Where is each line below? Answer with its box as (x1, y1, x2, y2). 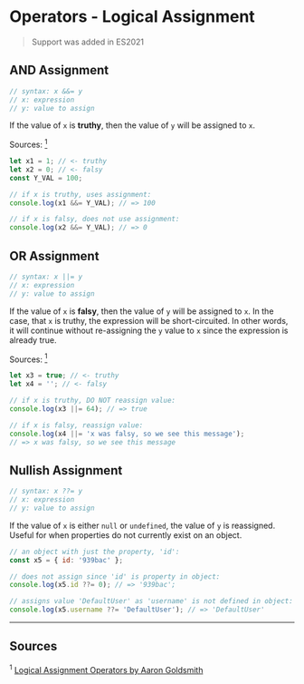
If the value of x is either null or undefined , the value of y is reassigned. (9, 520, 276, 531)
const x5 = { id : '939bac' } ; (9, 555, 124, 564)
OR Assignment (9, 248, 100, 264)
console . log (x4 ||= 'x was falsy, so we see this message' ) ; (9, 429, 245, 438)
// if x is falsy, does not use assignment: (9, 215, 180, 224)
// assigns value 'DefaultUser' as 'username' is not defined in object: (9, 597, 294, 606)
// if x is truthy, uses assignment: (9, 190, 152, 199)
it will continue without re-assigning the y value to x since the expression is (9, 325, 289, 336)
